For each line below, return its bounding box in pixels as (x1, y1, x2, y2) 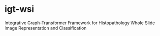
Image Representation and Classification (4, 25, 87, 31)
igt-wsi (4, 3, 34, 15)
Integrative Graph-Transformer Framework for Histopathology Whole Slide (4, 20, 155, 26)
